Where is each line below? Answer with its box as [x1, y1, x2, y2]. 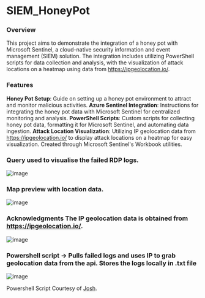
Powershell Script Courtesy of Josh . [6, 285, 97, 292]
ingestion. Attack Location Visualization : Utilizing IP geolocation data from [6, 127, 196, 135]
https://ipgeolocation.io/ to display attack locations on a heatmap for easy [6, 134, 193, 141]
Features [6, 81, 34, 90]
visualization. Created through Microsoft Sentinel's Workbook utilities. [6, 140, 182, 148]
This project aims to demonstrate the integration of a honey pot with [6, 39, 178, 47]
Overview [6, 26, 36, 34]
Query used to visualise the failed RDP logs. [6, 156, 139, 164]
